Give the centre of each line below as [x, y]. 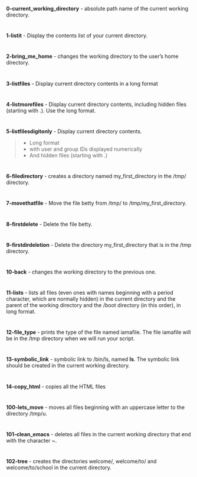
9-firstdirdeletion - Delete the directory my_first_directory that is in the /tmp [99, 244]
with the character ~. [32, 441]
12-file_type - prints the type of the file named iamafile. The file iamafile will [98, 332]
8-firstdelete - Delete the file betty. [49, 224]
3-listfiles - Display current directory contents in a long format [82, 83]
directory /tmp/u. [27, 413]
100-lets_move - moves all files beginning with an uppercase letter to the [96, 407]
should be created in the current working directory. [68, 366]
